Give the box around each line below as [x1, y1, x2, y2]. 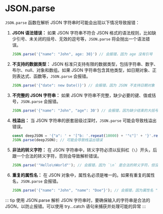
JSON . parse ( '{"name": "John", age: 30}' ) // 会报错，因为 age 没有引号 [12, 51, 153, 56]
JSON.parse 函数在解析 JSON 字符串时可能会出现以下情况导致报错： [5, 19, 140, 25]
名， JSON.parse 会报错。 [12, 178, 61, 184]
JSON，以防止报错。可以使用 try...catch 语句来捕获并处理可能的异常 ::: [5, 203, 147, 209]
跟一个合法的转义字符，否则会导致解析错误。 [12, 153, 102, 159]
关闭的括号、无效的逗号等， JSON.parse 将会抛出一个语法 [33, 36, 146, 42]
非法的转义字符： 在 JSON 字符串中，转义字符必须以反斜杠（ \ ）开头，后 [12, 147, 158, 153]
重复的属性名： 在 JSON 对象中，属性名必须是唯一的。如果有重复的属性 [12, 172, 155, 178]
